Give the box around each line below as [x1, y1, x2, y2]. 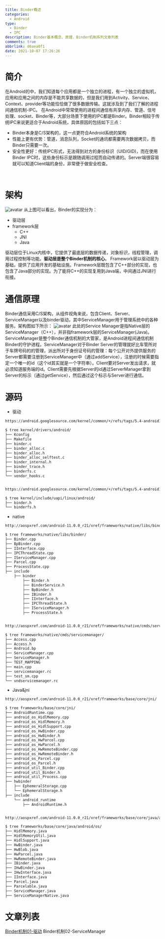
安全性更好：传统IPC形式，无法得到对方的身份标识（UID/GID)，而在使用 [12, 149, 158, 155]
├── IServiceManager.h [23, 606, 69, 611]
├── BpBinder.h [23, 587, 54, 592]
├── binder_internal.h [5, 460, 52, 465]
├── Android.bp [5, 646, 36, 651]
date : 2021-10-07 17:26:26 [5, 48, 60, 53]
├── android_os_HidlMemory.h [5, 719, 65, 724]
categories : [5, 12, 29, 17]
